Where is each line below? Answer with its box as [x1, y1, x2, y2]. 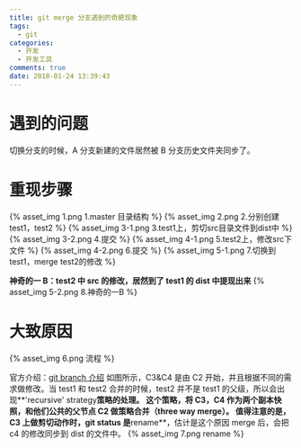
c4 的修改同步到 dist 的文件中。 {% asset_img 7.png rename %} [9, 428, 244, 439]
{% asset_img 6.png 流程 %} [9, 353, 115, 363]
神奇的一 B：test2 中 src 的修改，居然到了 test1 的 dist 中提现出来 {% [9, 275, 265, 286]
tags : [9, 22, 30, 31]
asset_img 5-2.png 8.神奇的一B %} [9, 286, 137, 297]
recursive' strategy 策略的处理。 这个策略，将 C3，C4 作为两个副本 [27, 394, 274, 405]
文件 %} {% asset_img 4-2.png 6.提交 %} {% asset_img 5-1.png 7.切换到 [9, 245, 277, 255]
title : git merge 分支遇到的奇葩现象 [9, 13, 138, 22]
